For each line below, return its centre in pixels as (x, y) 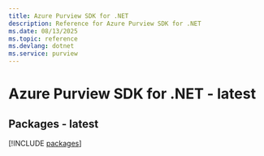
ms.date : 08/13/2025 (43, 31)
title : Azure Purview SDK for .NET (69, 16)
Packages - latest (54, 124)
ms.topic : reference (43, 39)
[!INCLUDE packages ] (45, 143)
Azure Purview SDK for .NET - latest (132, 94)
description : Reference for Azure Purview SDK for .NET (105, 24)
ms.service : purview (43, 54)
